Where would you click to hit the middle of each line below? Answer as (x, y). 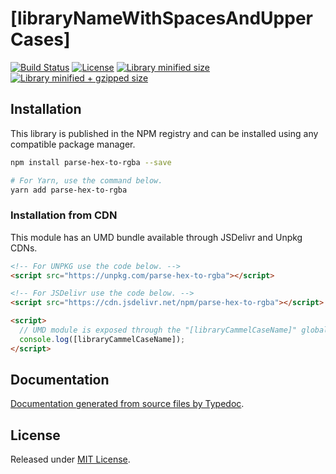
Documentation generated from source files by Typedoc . (127, 404)
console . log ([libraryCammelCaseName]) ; (102, 339)
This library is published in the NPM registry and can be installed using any (164, 133)
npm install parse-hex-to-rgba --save (91, 162)
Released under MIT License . (70, 459)
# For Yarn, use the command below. (86, 180)
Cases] (40, 39)
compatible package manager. (73, 144)
